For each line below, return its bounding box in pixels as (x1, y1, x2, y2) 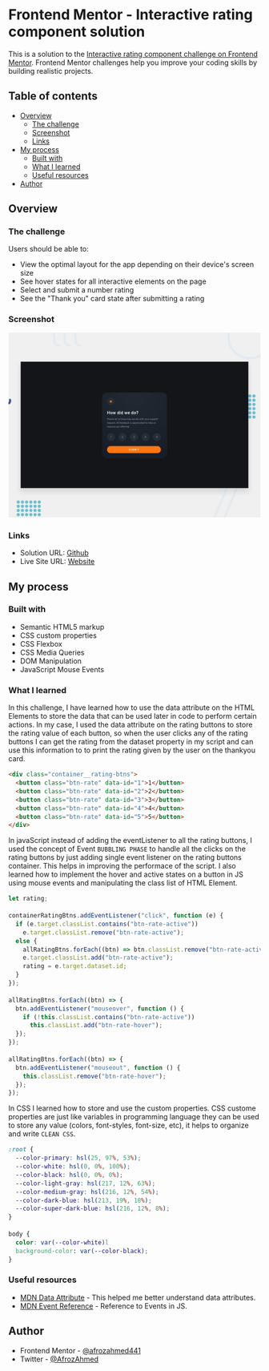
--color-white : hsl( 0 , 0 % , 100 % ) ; (15, 1163, 130, 1171)
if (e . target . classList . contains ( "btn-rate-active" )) (15, 920, 199, 928)
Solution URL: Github (19, 548, 90, 558)
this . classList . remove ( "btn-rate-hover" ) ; (22, 1072, 167, 1080)
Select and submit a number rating (19, 285, 134, 295)
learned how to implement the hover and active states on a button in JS (8, 869, 244, 879)
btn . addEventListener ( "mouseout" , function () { (15, 1063, 181, 1071)
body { (8, 1230, 30, 1239)
